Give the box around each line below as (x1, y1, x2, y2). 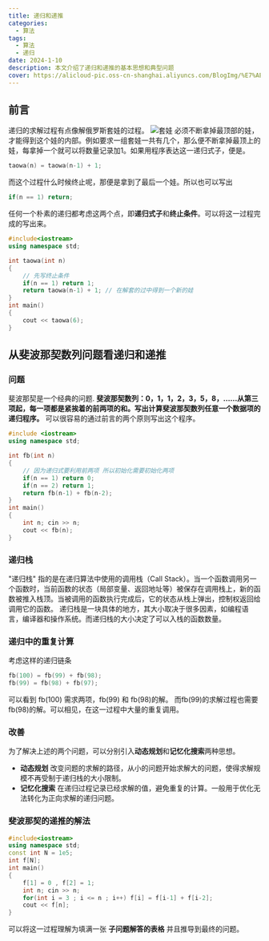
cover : (8, 71, 30, 79)
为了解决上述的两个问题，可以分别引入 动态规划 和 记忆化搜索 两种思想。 (8, 746, 240, 756)
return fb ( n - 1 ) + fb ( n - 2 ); (22, 489, 113, 497)
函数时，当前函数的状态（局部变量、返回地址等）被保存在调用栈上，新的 (14, 584, 254, 593)
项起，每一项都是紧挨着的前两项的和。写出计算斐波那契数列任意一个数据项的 (8, 404, 261, 414)
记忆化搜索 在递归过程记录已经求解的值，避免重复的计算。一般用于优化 (19, 783, 254, 794)
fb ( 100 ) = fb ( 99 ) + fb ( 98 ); (8, 672, 102, 680)
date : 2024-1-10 (8, 57, 62, 65)
